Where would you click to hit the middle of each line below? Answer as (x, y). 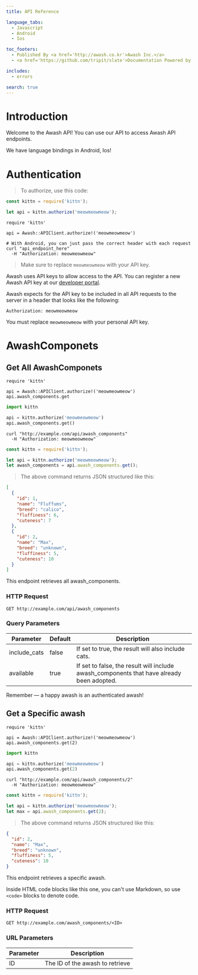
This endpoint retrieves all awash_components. (63, 581)
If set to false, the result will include (125, 666)
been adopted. (96, 680)
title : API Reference (33, 12)
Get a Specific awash (46, 714)
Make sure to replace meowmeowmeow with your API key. (85, 265)
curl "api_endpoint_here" (38, 249)
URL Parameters (30, 938)
